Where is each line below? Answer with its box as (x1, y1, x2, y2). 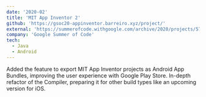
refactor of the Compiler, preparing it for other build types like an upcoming (6, 78, 197, 85)
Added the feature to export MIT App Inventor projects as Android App (6, 65, 185, 73)
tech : (6, 37, 20, 43)
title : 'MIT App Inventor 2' (6, 15, 81, 21)
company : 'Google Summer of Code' (6, 32, 95, 38)
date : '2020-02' (6, 9, 48, 15)
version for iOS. (6, 85, 46, 92)
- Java (12, 43, 29, 49)
